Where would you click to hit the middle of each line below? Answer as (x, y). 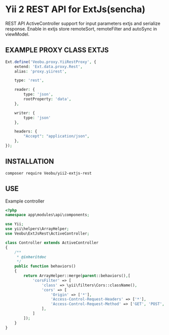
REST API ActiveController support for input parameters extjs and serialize (83, 23)
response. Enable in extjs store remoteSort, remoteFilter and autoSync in (81, 28)
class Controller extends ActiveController (52, 243)
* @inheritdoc (31, 257)
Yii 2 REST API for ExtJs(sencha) (75, 9)
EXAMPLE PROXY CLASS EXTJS (57, 50)
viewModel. (17, 34)
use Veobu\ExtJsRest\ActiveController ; (47, 233)
